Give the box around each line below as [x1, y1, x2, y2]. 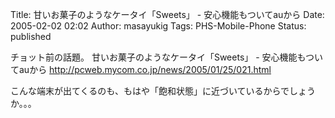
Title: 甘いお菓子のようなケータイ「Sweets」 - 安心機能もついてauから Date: [10, 9, 325, 20]
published [10, 31, 52, 42]
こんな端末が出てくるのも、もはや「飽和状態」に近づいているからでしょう [10, 85, 317, 97]
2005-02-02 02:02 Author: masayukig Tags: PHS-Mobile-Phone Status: [10, 20, 307, 32]
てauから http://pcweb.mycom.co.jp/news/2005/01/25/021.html [10, 64, 272, 75]
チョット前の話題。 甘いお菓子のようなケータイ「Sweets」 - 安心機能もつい [10, 51, 324, 63]
